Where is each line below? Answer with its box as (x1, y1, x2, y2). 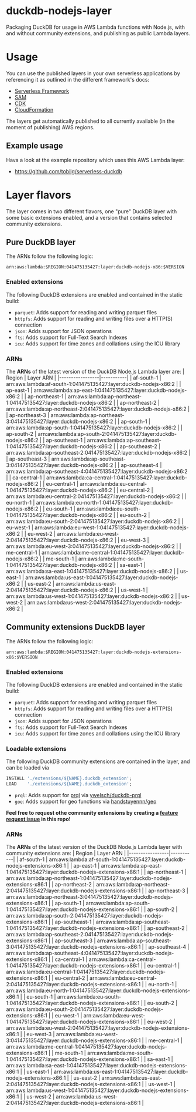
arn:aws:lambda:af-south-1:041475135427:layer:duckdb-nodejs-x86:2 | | (6, 381, 181, 388)
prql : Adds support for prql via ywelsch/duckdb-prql (14, 792, 142, 799)
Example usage (6, 141, 63, 151)
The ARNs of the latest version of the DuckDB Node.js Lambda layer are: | (6, 368, 185, 375)
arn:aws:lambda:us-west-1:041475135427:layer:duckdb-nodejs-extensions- (6, 1087, 189, 1094)
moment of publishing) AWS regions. (6, 123, 95, 130)
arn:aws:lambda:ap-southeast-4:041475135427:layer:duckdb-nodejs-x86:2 (6, 468, 188, 475)
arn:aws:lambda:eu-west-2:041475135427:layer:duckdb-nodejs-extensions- (6, 1024, 190, 1032)
